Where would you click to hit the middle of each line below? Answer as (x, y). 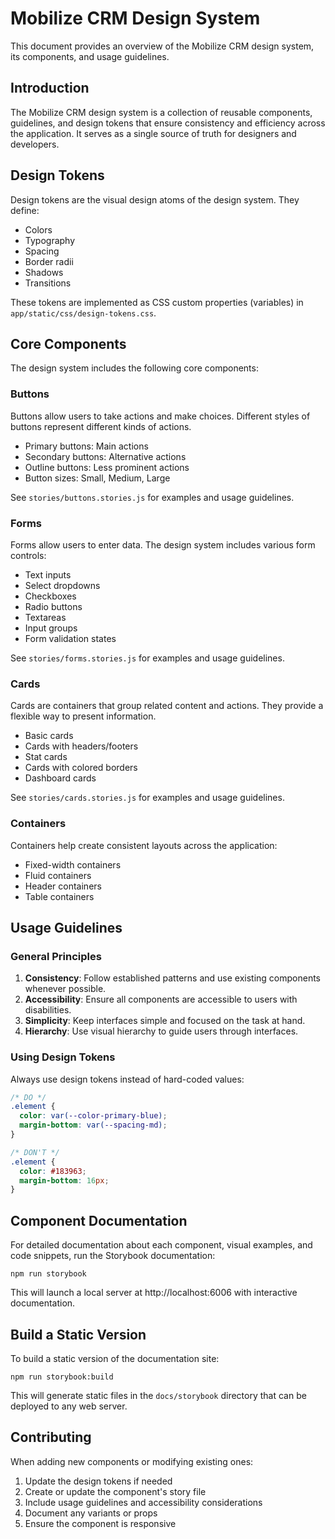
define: (25, 210)
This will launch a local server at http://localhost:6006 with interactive (154, 1293)
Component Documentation (99, 1220)
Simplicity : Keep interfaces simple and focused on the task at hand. (165, 1021)
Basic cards (49, 736)
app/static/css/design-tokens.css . (83, 313)
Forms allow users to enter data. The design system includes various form (163, 544)
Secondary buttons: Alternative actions (105, 456)
